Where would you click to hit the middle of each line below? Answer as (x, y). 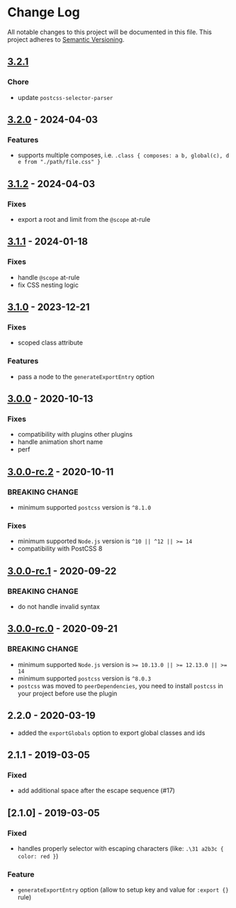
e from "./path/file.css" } (59, 162)
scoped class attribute (50, 343)
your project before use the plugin (67, 693)
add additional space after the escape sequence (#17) (96, 790)
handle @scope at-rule (49, 277)
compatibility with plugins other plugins (75, 435)
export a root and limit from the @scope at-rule (84, 219)
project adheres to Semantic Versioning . (66, 39)
